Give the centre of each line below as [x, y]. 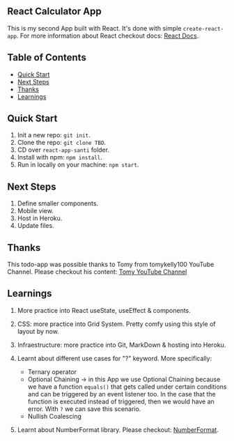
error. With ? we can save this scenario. [84, 409]
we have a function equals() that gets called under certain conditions [127, 387]
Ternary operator [52, 371]
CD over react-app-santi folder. [63, 150]
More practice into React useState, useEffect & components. [104, 310]
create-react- [203, 29]
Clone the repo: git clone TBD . [62, 143]
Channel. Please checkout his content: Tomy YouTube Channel [97, 272]
